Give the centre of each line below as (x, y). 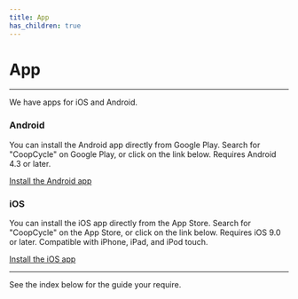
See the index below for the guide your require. (95, 285)
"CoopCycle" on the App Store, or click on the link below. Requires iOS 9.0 (145, 232)
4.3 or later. (30, 163)
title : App (29, 17)
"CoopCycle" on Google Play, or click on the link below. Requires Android (143, 154)
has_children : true (45, 26)
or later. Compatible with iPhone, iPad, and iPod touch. (109, 242)
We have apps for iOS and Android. (74, 102)
